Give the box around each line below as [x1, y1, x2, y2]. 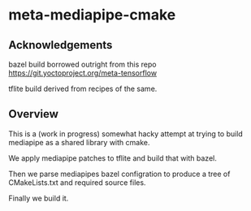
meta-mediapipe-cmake [8, 6, 176, 24]
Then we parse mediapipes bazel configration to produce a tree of [8, 169, 231, 179]
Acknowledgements [8, 38, 113, 52]
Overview [8, 107, 59, 121]
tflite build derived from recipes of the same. [8, 84, 158, 93]
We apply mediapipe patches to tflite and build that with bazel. [8, 153, 217, 163]
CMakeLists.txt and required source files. [8, 177, 146, 187]
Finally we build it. [8, 193, 69, 203]
